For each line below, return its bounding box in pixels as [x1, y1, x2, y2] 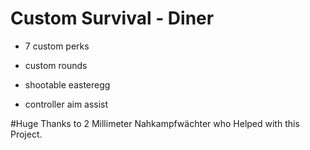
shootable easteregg [24, 78, 111, 91]
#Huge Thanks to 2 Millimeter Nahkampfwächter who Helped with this [10, 117, 300, 129]
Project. [10, 128, 43, 140]
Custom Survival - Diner [10, 7, 215, 30]
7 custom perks [24, 40, 90, 52]
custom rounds [24, 59, 88, 71]
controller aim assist [24, 98, 109, 110]
